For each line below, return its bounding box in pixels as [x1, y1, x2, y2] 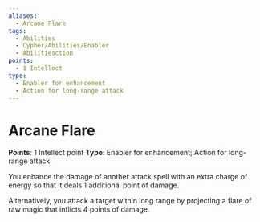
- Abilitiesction [15, 49, 74, 57]
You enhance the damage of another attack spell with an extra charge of [8, 172, 248, 182]
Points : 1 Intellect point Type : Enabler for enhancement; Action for [8, 148, 227, 158]
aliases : [8, 11, 38, 20]
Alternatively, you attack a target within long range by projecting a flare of [8, 196, 252, 206]
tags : [8, 27, 26, 35]
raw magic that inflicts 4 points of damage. [8, 204, 150, 214]
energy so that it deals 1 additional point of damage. [8, 180, 180, 190]
